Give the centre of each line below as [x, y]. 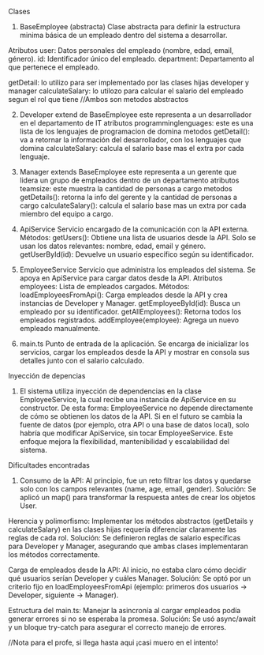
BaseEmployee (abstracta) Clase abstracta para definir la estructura [130, 26]
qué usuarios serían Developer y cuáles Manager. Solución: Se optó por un [130, 578]
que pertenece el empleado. [54, 67]
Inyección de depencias [47, 376]
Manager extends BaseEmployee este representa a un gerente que [128, 172]
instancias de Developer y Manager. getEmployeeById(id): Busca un [130, 303]
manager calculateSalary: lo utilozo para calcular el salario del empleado [126, 91]
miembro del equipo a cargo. [67, 214]
